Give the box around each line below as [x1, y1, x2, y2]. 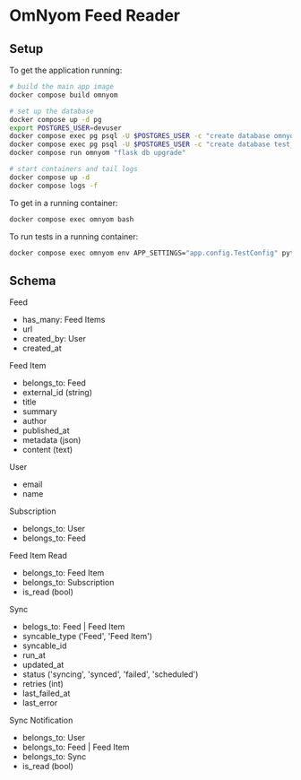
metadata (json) [21, 435, 82, 446]
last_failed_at [21, 688, 71, 699]
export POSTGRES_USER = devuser [9, 123, 123, 133]
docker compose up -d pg [9, 115, 102, 124]
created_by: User [21, 334, 87, 344]
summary [21, 406, 58, 417]
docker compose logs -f [9, 181, 99, 190]
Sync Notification [9, 715, 73, 726]
